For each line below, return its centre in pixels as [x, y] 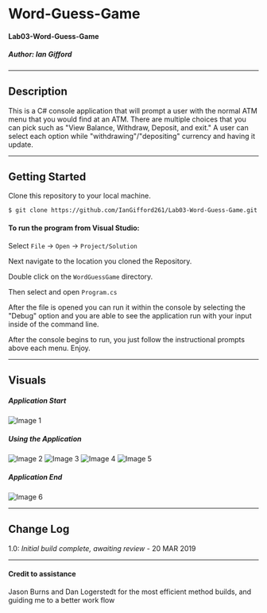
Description [38, 92]
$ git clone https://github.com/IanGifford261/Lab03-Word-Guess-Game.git [133, 210]
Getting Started [47, 177]
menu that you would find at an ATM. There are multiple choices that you [127, 119]
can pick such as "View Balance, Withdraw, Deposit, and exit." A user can [128, 127]
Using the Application [45, 438]
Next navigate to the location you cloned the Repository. [100, 261]
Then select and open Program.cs [63, 291]
